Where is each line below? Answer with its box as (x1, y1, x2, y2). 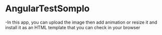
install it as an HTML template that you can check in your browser (5, 24, 140, 30)
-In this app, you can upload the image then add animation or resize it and (5, 19, 157, 25)
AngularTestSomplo (5, 3, 90, 14)
